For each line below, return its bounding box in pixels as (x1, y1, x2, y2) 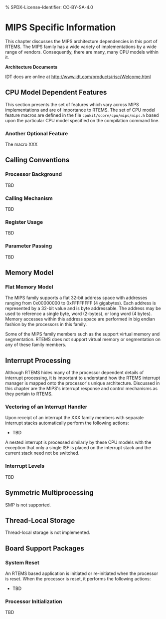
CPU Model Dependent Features (5, 88, 107, 97)
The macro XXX (5, 141, 38, 147)
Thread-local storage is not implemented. (5, 529, 91, 535)
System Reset (5, 559, 40, 566)
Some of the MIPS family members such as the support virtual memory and (5, 331, 160, 337)
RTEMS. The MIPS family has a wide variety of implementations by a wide (5, 44, 157, 50)
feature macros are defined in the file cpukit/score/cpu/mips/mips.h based (5, 112, 159, 118)
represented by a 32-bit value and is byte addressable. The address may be (5, 305, 161, 312)
